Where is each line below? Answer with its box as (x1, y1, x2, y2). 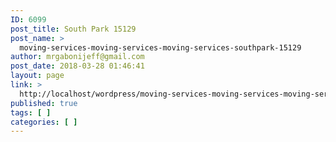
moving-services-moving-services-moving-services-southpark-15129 (19, 42, 302, 53)
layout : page (10, 71, 65, 81)
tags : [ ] (10, 107, 52, 118)
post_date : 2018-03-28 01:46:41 (10, 61, 145, 71)
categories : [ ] (10, 117, 78, 127)
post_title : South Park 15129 (10, 24, 137, 34)
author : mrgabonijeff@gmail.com (10, 52, 145, 62)
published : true (10, 98, 78, 108)
